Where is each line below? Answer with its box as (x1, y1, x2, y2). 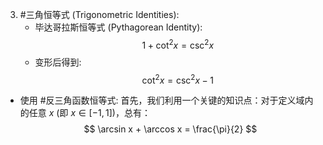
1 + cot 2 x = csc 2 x (141, 38, 215, 51)
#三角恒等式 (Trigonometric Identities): (19, 9, 180, 20)
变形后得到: (34, 56, 82, 68)
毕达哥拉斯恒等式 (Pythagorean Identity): (34, 21, 203, 33)
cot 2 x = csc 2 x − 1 (141, 72, 215, 86)
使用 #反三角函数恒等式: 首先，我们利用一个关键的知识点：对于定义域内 (19, 94, 314, 107)
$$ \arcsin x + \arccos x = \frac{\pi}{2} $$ (83, 123, 258, 135)
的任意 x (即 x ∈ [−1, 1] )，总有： (19, 107, 151, 119)
